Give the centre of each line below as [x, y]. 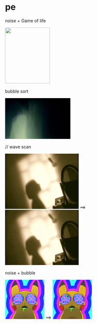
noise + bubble [20, 273]
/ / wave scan [18, 147]
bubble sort [17, 91]
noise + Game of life [25, 21]
